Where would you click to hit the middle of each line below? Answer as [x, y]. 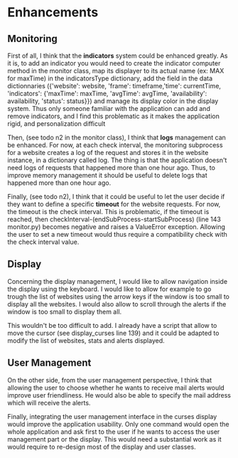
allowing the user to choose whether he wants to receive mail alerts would [116, 388]
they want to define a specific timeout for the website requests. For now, [114, 204]
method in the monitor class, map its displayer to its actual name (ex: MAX [116, 71]
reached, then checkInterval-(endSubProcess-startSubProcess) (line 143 [114, 219]
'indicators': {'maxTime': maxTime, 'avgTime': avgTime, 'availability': [107, 94]
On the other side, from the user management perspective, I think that [109, 380]
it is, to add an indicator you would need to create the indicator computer [114, 63]
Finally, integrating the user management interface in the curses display [112, 416]
